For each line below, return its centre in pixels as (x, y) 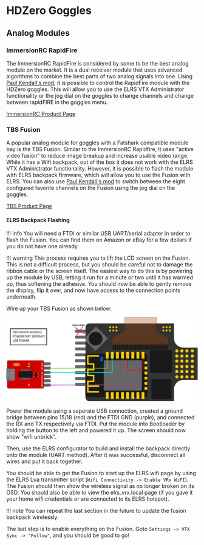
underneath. (22, 297)
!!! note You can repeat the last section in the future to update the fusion (96, 510)
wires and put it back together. (45, 461)
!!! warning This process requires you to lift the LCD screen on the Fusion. (98, 258)
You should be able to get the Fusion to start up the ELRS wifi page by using (101, 473)
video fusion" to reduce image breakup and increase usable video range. (98, 156)
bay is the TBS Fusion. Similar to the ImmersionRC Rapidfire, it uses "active (100, 149)
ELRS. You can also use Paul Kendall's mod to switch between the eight (96, 181)
